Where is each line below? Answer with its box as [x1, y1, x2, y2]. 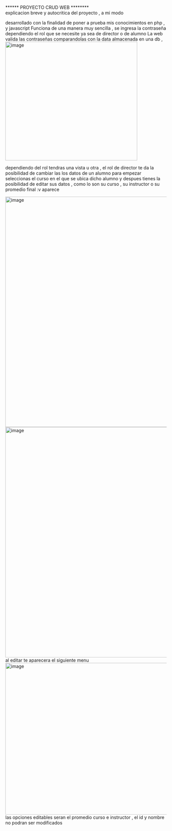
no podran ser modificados [5, 820, 62, 826]
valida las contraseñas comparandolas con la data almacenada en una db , [5, 36, 163, 42]
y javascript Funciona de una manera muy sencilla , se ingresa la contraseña [5, 25, 166, 31]
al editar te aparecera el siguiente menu [5, 657, 89, 663]
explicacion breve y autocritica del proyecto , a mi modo [5, 10, 124, 16]
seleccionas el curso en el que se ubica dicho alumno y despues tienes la [5, 176, 160, 181]
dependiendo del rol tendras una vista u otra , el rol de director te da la [5, 165, 154, 171]
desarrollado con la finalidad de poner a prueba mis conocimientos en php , [5, 20, 165, 26]
